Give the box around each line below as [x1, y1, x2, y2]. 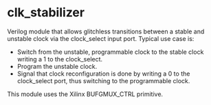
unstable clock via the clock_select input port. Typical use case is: [7, 34, 195, 42]
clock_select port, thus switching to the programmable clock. [16, 76, 190, 85]
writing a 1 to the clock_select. [16, 55, 103, 63]
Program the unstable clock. [16, 62, 98, 70]
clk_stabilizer [7, 5, 85, 20]
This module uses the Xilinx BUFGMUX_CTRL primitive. [7, 90, 164, 98]
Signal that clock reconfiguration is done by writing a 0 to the [16, 70, 190, 78]
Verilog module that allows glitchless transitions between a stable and [7, 27, 205, 35]
